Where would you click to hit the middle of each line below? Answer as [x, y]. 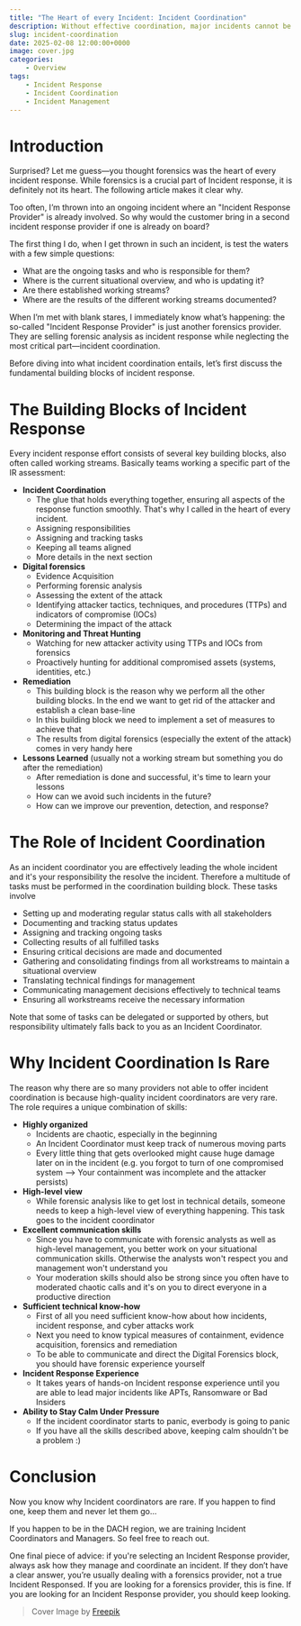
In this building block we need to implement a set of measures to [155, 720]
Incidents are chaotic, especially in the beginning [126, 1134]
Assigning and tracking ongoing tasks [92, 932]
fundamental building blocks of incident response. [102, 373]
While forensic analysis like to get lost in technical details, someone [160, 1201]
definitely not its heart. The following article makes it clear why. [127, 190]
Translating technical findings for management [109, 981]
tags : [19, 77]
